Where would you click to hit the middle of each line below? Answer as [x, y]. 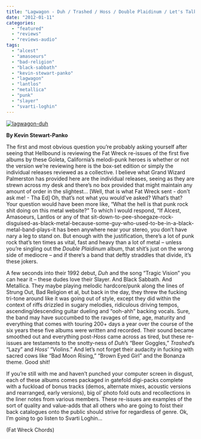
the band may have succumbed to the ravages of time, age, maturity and [96, 317]
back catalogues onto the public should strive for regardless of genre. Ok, [97, 411]
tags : [13, 46]
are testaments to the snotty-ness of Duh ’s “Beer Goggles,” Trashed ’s [109, 343]
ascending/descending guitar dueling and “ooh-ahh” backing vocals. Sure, [98, 311]
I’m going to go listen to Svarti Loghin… [54, 418]
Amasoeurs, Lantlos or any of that [48, 217]
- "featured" [28, 28]
